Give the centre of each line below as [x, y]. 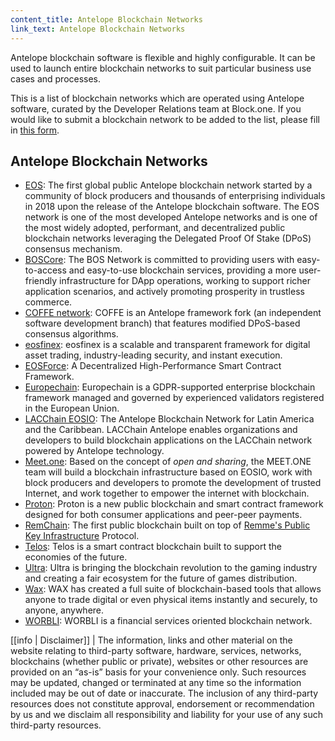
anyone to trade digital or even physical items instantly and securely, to [171, 600]
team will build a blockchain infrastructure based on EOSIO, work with [168, 472]
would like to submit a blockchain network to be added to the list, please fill [165, 119]
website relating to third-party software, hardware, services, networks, [156, 651]
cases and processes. [56, 78]
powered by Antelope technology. [94, 451]
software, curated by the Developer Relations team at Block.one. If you [156, 108]
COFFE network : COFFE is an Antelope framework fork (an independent [173, 313]
